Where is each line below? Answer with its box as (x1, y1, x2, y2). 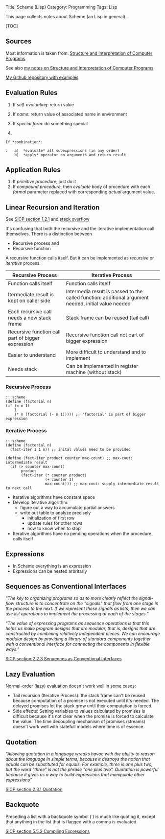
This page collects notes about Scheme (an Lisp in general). (5, 14, 127, 19)
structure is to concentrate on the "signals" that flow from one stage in (15, 601, 159, 606)
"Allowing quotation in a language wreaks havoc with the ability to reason (5, 751, 155, 757)
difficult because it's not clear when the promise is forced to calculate (12, 713, 154, 719)
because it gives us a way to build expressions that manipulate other (5, 772, 145, 778)
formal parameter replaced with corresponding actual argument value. (12, 189, 156, 195)
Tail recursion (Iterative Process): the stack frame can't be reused (12, 693, 145, 699)
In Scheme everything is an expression (12, 563, 91, 569)
